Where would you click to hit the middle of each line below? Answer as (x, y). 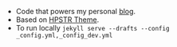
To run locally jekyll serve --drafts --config (92, 28)
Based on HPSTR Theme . (57, 20)
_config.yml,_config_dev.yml (64, 35)
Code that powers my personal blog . (76, 11)
